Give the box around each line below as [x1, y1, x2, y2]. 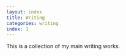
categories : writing [6, 20, 59, 26]
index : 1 [6, 26, 29, 32]
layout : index [6, 9, 43, 15]
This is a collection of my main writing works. [6, 43, 120, 50]
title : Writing [6, 15, 45, 21]
